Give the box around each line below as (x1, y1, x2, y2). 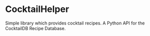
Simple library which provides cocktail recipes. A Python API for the (5, 20, 145, 26)
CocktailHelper (5, 3, 69, 15)
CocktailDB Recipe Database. (5, 25, 66, 31)
